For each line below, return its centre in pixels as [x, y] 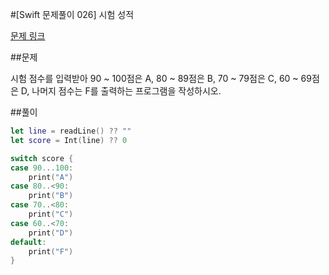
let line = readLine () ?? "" [71, 131]
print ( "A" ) [51, 177]
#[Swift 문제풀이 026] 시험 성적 [72, 14]
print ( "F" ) [51, 251]
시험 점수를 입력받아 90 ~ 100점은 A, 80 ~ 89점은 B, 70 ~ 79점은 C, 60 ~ [154, 78]
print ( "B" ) [51, 196]
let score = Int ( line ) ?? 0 [69, 140]
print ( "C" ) [51, 214]
